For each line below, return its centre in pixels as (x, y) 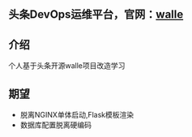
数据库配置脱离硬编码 (55, 125)
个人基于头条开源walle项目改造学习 (67, 66)
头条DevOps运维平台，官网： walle (96, 15)
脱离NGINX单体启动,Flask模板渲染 (77, 115)
